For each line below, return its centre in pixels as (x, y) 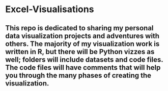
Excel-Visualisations (50, 9)
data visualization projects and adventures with (82, 36)
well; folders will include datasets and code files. (84, 59)
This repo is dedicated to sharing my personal (79, 28)
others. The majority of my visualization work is (82, 44)
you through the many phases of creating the (78, 75)
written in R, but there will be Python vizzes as (80, 52)
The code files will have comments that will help (83, 67)
